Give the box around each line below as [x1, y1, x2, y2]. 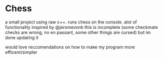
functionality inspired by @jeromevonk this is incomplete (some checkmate [5, 24, 158, 30]
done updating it [5, 35, 39, 40]
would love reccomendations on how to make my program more [5, 44, 135, 50]
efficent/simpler [5, 49, 38, 55]
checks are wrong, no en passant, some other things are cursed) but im [5, 29, 151, 35]
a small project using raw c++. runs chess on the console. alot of [5, 19, 137, 25]
